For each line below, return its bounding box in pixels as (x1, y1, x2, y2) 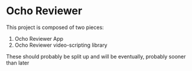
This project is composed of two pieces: (6, 24, 105, 31)
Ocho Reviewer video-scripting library (14, 41, 108, 49)
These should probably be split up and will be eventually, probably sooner (6, 53, 186, 60)
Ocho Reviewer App (14, 35, 64, 42)
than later (6, 59, 30, 66)
